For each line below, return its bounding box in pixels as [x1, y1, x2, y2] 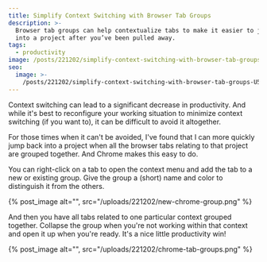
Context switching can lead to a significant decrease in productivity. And [8, 100, 246, 110]
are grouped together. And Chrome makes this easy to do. [8, 148, 199, 159]
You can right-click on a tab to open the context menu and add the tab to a [8, 164, 253, 174]
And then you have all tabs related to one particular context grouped [8, 212, 232, 222]
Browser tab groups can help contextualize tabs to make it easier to [15, 26, 254, 34]
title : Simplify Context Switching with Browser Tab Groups [8, 11, 212, 20]
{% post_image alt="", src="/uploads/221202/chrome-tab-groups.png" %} [8, 244, 253, 254]
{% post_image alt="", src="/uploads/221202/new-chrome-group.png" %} [8, 196, 253, 206]
